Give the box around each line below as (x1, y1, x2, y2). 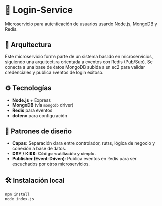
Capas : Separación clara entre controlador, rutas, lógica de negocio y (12, 140, 155, 146)
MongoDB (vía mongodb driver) (12, 102, 74, 108)
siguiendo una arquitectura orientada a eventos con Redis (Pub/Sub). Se (5, 59, 153, 65)
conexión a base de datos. (12, 146, 67, 152)
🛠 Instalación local (5, 176, 65, 185)
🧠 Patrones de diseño (5, 127, 72, 135)
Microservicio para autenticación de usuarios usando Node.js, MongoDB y (5, 21, 157, 27)
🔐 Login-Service (5, 4, 73, 16)
